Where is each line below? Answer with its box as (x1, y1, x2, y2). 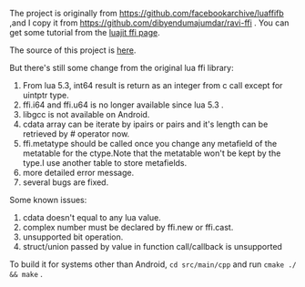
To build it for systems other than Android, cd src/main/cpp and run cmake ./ (9, 259, 297, 270)
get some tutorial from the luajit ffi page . (9, 27, 161, 37)
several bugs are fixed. (22, 177, 109, 188)
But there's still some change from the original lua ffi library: (9, 63, 234, 73)
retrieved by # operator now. (22, 128, 130, 139)
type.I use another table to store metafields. (22, 158, 188, 168)
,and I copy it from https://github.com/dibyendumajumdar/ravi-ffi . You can (9, 17, 290, 28)
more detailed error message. (22, 168, 135, 178)
